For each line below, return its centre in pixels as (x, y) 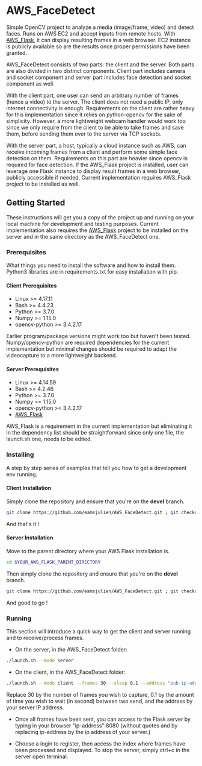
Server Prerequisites (32, 369)
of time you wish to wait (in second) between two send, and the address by (99, 701)
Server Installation (30, 538)
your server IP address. (35, 707)
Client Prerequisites (32, 285)
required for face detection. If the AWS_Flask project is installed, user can (97, 165)
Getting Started (36, 203)
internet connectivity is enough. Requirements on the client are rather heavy (100, 108)
